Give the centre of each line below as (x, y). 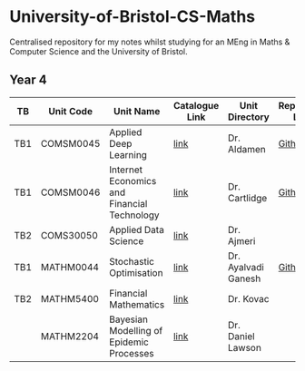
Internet (126, 170)
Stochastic (131, 261)
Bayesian (128, 319)
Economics (133, 181)
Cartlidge (248, 198)
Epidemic (129, 342)
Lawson (245, 347)
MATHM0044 (70, 267)
